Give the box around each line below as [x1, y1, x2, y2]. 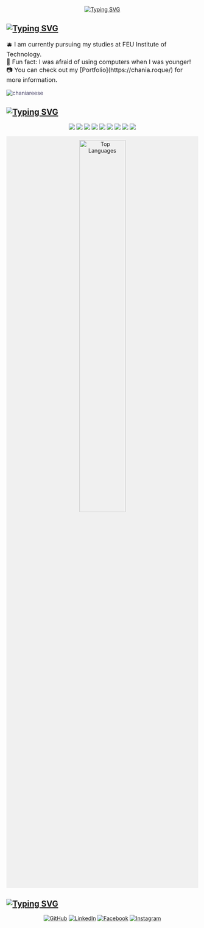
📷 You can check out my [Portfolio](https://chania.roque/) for [6, 65, 183, 74]
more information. [6, 75, 58, 84]
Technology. [6, 49, 42, 58]
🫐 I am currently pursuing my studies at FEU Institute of [6, 40, 167, 48]
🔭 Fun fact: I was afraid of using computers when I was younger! [6, 57, 191, 66]
